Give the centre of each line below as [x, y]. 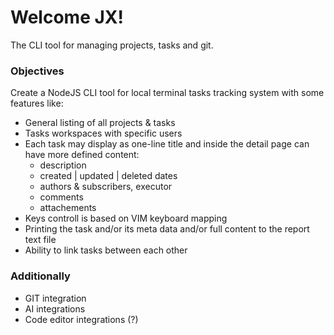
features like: [37, 103]
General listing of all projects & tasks [100, 123]
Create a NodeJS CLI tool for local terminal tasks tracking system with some [167, 93]
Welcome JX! [67, 17]
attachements [68, 208]
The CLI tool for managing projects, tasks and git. [112, 45]
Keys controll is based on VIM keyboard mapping [126, 218]
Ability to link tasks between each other [106, 250]
